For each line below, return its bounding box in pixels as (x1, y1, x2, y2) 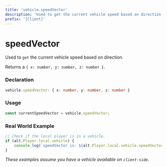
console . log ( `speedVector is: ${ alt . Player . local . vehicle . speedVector (14, 143, 164, 148)
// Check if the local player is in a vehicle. (5, 134, 106, 139)
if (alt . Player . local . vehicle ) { (5, 138, 75, 143)
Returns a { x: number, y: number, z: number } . (5, 64, 105, 70)
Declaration (5, 77, 34, 83)
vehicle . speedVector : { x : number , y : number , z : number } (5, 87, 130, 92)
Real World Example (5, 122, 55, 129)
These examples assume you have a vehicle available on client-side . (5, 157, 150, 163)
